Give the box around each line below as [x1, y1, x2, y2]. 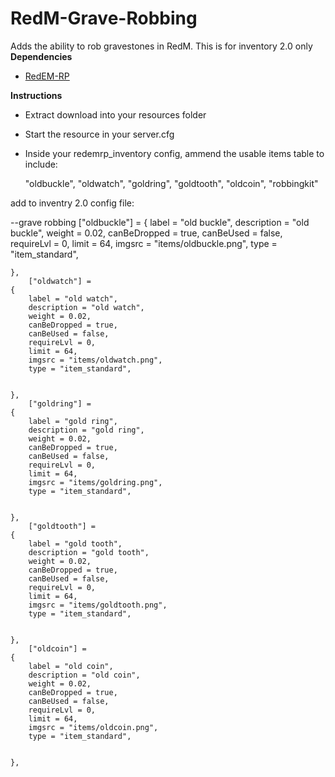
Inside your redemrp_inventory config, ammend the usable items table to [24, 147, 325, 159]
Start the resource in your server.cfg [24, 128, 175, 140]
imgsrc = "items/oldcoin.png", [28, 722, 159, 732]
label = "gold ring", [28, 416, 118, 426]
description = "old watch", [28, 302, 145, 312]
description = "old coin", [28, 670, 141, 680]
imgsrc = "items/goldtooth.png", [28, 600, 168, 610]
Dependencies [10, 50, 73, 62]
